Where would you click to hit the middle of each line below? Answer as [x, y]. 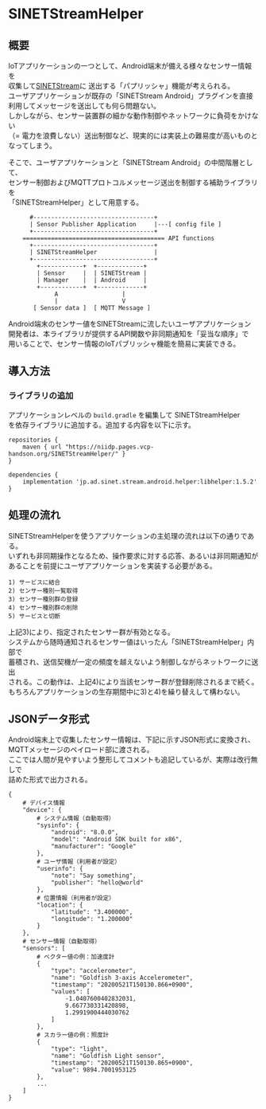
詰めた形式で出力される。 [50, 780]
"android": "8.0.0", [85, 833]
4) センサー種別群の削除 [43, 607]
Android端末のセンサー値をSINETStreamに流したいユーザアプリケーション [130, 324]
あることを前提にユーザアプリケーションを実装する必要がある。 [112, 566]
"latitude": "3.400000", [92, 912]
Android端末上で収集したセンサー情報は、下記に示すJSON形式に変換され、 [132, 740]
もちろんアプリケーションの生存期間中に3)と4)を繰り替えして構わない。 [126, 692]
